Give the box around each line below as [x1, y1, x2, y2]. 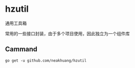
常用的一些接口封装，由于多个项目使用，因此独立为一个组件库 [5, 30, 130, 36]
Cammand [5, 45, 38, 53]
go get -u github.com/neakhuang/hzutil [5, 58, 87, 63]
